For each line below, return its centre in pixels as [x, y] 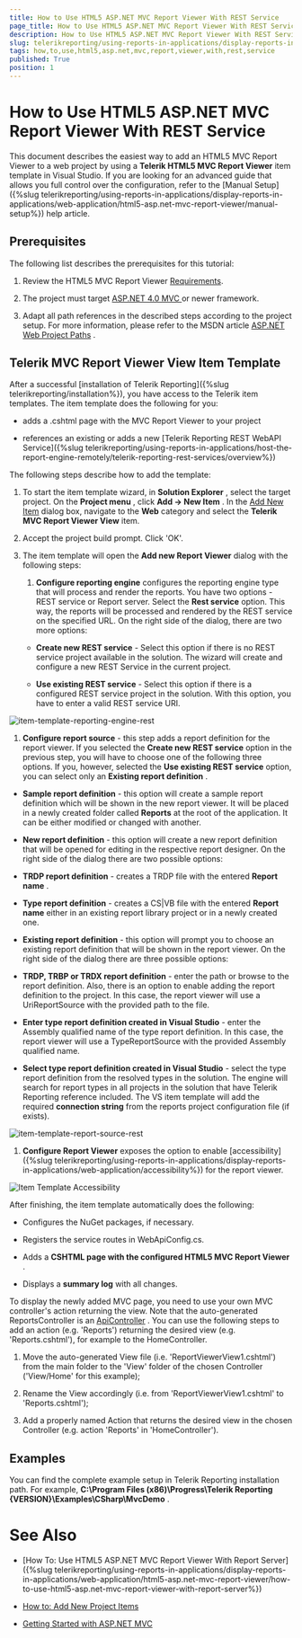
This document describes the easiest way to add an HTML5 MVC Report [143, 156]
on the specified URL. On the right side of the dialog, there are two [159, 621]
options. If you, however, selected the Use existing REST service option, [157, 767]
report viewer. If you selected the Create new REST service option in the [157, 748]
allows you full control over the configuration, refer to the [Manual [131, 184]
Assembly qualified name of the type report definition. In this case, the [153, 1032]
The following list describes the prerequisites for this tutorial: [122, 263]
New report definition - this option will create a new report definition [150, 840]
